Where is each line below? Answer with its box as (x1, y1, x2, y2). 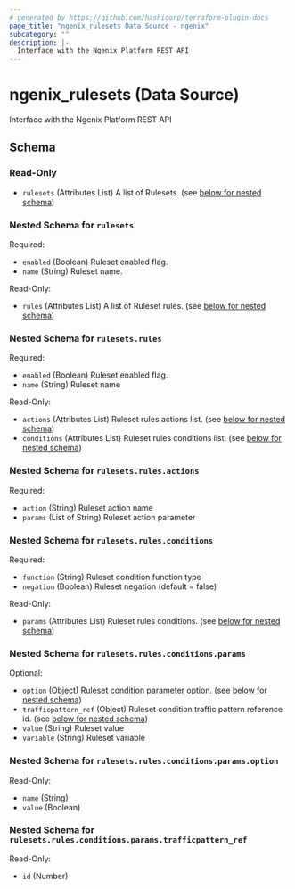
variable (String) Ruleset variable (21, 733, 145, 744)
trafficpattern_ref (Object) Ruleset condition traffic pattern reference (21, 704, 283, 715)
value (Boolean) (21, 802, 81, 812)
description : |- (9, 37, 70, 47)
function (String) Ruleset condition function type (21, 571, 202, 582)
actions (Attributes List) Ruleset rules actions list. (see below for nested (21, 414, 286, 425)
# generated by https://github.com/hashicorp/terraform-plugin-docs (9, 12, 269, 22)
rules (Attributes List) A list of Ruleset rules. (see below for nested (21, 301, 266, 312)
